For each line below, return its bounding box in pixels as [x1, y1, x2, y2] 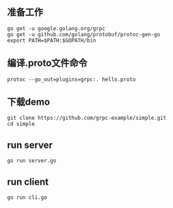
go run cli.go [7, 194, 48, 201]
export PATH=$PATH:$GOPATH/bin [7, 37, 96, 44]
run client [7, 176, 49, 187]
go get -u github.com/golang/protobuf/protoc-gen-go [7, 31, 161, 38]
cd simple [7, 120, 36, 128]
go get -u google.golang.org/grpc [7, 25, 106, 32]
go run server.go [7, 157, 57, 164]
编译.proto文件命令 [7, 57, 88, 69]
